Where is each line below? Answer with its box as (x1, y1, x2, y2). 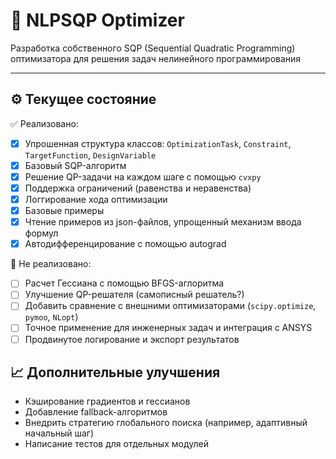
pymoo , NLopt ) (24, 311, 79, 323)
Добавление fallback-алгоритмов (24, 406, 168, 418)
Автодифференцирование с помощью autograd (24, 238, 227, 250)
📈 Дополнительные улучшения (10, 364, 221, 381)
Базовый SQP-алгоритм (24, 159, 127, 171)
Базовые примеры (24, 205, 105, 217)
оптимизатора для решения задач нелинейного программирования (10, 52, 302, 64)
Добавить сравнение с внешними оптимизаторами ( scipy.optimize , (24, 300, 317, 312)
